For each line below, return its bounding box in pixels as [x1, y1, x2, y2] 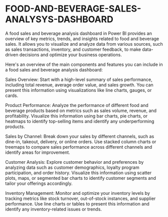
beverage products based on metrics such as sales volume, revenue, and [5, 107, 157, 114]
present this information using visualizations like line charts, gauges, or [5, 87, 152, 93]
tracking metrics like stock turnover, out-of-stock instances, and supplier [5, 195, 156, 201]
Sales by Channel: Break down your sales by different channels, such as [5, 133, 154, 139]
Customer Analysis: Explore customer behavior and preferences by [5, 159, 144, 165]
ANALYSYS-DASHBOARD [5, 14, 114, 25]
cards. [5, 92, 19, 98]
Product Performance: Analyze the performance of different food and [5, 102, 149, 108]
